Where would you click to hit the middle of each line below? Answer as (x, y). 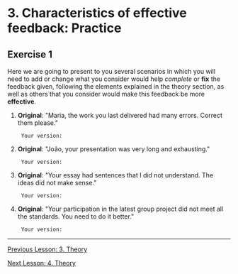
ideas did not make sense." (57, 183)
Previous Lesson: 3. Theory (47, 249)
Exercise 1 (30, 54)
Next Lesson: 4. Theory (42, 263)
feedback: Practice (64, 28)
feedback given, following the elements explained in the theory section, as (116, 86)
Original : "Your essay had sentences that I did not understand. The (115, 175)
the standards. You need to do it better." (76, 217)
